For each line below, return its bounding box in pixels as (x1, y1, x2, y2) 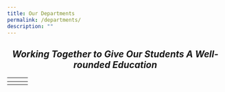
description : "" (7, 23, 54, 30)
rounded (73, 59, 111, 71)
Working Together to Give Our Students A (12, 48, 193, 60)
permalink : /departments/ (7, 16, 81, 23)
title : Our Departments (7, 10, 75, 17)
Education (112, 59, 158, 71)
